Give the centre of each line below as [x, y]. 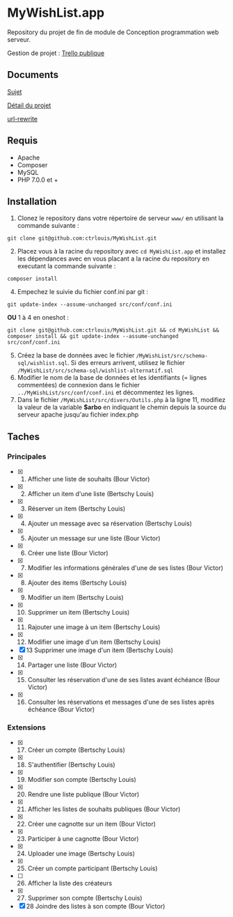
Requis [23, 141]
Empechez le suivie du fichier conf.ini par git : [82, 292]
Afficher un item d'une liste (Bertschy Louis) [91, 494]
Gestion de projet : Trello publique [56, 53]
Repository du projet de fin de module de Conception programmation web [113, 32]
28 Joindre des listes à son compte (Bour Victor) [96, 907]
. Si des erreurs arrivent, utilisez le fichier [126, 363]
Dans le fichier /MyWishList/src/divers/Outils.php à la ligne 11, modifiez [121, 400]
